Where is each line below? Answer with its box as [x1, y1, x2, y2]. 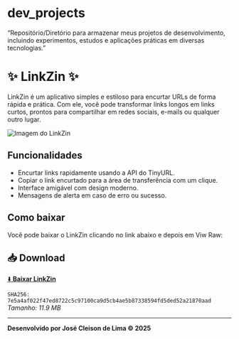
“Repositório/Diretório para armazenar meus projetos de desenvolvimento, [7, 28, 225, 37]
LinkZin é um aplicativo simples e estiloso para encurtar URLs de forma [7, 92, 216, 101]
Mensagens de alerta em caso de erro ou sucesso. [17, 190, 167, 200]
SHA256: [7, 291, 31, 298]
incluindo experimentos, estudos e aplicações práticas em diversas [7, 36, 205, 44]
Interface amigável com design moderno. [17, 183, 139, 192]
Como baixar [7, 212, 65, 224]
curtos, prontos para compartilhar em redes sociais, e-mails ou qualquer [7, 107, 220, 116]
